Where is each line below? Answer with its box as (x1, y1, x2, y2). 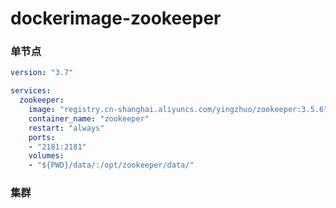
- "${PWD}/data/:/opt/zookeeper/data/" (28, 160, 195, 171)
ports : (28, 132, 56, 142)
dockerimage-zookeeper (10, 7, 222, 30)
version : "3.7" (10, 68, 74, 78)
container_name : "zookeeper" (28, 113, 150, 124)
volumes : (28, 151, 65, 161)
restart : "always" (28, 123, 105, 133)
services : (10, 86, 52, 96)
